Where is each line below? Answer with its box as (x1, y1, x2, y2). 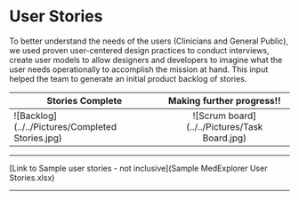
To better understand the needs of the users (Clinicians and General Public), (9, 36, 289, 46)
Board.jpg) (202, 132, 247, 144)
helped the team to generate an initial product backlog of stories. (9, 73, 247, 84)
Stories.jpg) (13, 132, 62, 144)
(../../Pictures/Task (186, 120, 263, 132)
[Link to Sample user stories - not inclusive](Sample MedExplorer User (9, 163, 268, 173)
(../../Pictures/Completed (13, 120, 117, 132)
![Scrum (192, 109, 227, 122)
